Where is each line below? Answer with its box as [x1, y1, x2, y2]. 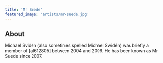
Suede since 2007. [5, 53, 43, 59]
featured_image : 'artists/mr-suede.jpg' [5, 12, 90, 17]
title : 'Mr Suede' [5, 7, 43, 12]
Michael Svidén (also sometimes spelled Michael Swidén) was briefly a [5, 42, 149, 49]
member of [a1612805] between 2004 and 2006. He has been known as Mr [5, 48, 158, 54]
